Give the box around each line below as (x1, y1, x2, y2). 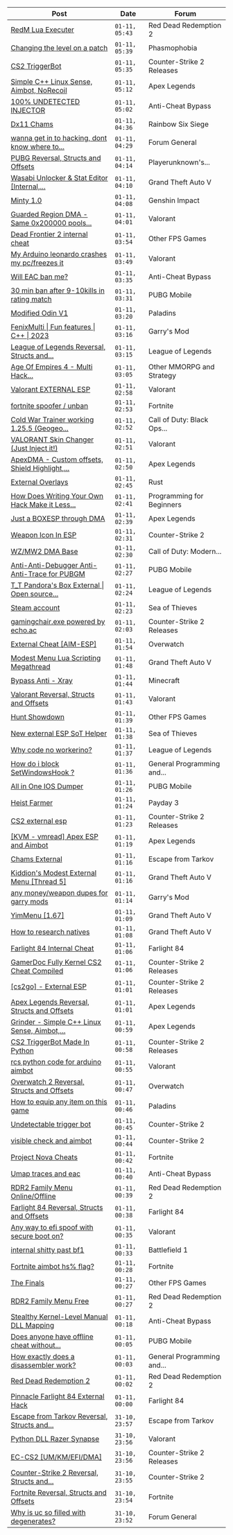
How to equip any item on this (10, 1097, 107, 1107)
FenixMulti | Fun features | (10, 322, 96, 331)
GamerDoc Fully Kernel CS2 (10, 957, 102, 966)
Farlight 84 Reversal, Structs (10, 1203, 103, 1212)
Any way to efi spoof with (10, 1223, 94, 1232)
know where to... (10, 142, 64, 151)
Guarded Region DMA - (10, 209, 88, 219)
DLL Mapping (10, 1321, 55, 1330)
